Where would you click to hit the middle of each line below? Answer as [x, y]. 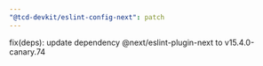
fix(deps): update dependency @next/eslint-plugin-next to [116, 42]
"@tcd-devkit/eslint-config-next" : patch [87, 17]
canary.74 [28, 51]
